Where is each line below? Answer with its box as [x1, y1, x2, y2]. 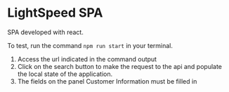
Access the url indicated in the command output [17, 54, 157, 63]
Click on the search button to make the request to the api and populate [17, 62, 223, 70]
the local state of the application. [17, 70, 113, 78]
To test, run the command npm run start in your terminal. [7, 41, 174, 49]
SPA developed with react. [7, 28, 84, 36]
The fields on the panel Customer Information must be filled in [17, 77, 197, 85]
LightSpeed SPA [7, 5, 103, 21]
